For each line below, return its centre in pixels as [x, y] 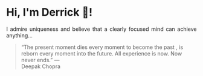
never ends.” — [40, 60]
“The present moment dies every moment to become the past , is [102, 47]
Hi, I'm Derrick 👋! [49, 12]
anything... [20, 35]
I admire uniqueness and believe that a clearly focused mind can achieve [101, 29]
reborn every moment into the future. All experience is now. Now [101, 53]
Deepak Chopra [41, 66]
